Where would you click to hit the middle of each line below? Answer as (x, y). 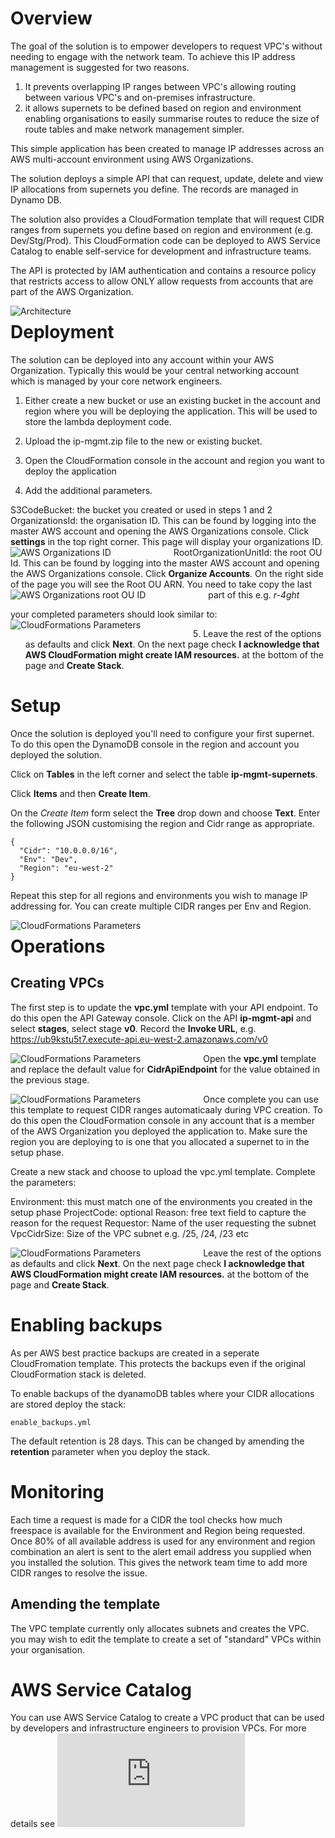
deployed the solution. (56, 754)
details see (33, 1824)
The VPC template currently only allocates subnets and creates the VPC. (160, 1628)
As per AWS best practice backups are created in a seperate (135, 1353)
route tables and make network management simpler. (134, 129)
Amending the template (85, 1604)
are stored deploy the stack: (68, 1404)
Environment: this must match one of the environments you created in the (161, 1201)
